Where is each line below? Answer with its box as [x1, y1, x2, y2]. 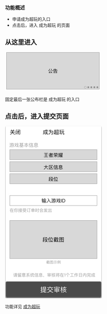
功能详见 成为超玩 [5, 303, 40, 309]
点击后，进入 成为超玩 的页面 [12, 22, 70, 28]
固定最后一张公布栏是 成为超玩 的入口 [5, 96, 80, 103]
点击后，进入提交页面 [5, 112, 69, 120]
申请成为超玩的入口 [12, 16, 51, 22]
